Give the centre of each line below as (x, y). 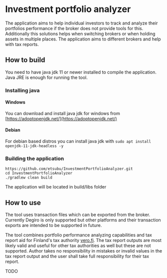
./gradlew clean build (29, 178)
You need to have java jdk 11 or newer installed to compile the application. (81, 72)
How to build (25, 60)
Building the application (34, 158)
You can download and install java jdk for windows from (63, 113)
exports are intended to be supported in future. (53, 225)
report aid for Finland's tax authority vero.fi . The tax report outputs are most (83, 240)
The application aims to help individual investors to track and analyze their (82, 23)
